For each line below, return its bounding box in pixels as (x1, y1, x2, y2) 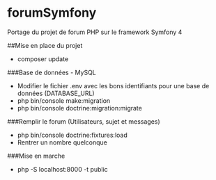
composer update (17, 54, 69, 63)
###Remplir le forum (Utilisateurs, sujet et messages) (7, 117, 160, 126)
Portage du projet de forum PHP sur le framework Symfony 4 (7, 28, 183, 36)
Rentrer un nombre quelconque (17, 138, 108, 147)
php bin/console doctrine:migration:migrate (17, 104, 143, 112)
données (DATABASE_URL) (17, 89, 95, 97)
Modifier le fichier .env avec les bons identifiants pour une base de (17, 81, 210, 90)
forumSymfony (7, 5, 97, 21)
